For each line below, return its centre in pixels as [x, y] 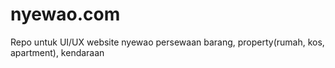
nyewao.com [65, 14]
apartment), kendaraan [57, 52]
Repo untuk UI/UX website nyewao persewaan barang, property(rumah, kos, [167, 42]
